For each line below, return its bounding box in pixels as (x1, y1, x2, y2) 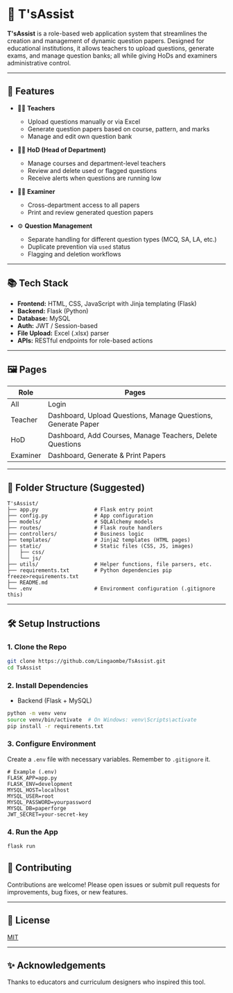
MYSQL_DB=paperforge (7, 805, 67, 812)
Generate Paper (48, 420, 100, 429)
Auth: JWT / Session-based (17, 321, 98, 329)
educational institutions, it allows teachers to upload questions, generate (7, 44, 215, 52)
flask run (7, 843, 36, 850)
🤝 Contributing (7, 862, 72, 874)
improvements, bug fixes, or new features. (7, 887, 128, 896)
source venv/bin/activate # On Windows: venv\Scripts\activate (7, 716, 197, 723)
